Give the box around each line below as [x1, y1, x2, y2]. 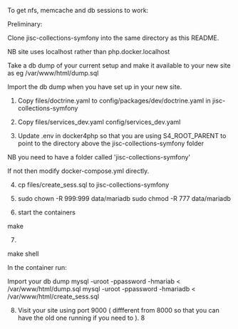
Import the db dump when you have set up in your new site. [7, 83, 182, 91]
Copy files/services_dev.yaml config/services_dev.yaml [17, 117, 181, 126]
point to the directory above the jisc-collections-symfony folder [17, 139, 205, 147]
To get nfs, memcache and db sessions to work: [7, 6, 149, 14]
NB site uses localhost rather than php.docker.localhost [7, 48, 170, 56]
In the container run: [7, 263, 67, 271]
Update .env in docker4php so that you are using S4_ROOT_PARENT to [17, 132, 227, 140]
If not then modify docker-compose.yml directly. [7, 167, 150, 175]
